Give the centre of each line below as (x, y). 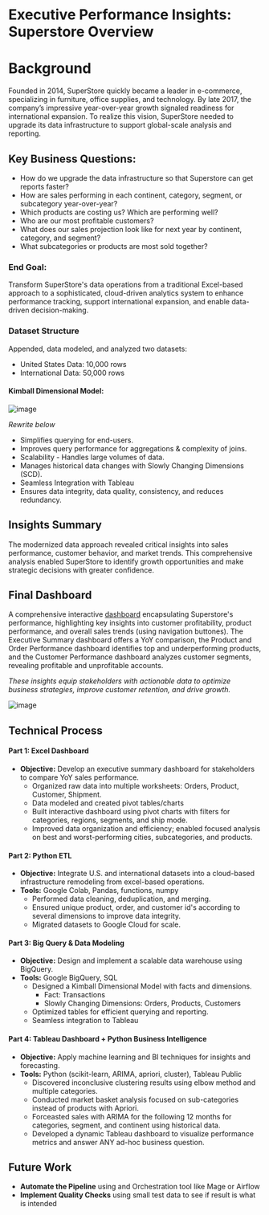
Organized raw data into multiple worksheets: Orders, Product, (135, 785)
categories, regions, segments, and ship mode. (110, 820)
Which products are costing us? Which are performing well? (119, 212)
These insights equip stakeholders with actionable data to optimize (120, 681)
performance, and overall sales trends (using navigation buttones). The (126, 631)
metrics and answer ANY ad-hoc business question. (118, 1142)
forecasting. (40, 1065)
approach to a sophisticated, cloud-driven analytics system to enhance (126, 293)
